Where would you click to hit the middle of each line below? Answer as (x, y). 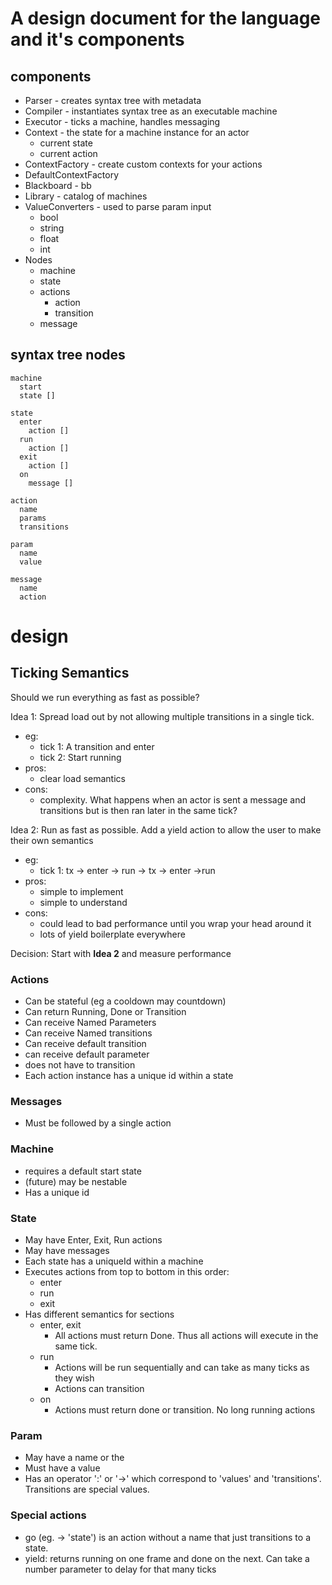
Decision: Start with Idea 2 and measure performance (121, 953)
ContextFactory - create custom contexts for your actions (143, 164)
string (52, 228)
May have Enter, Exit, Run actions (93, 1240)
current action (68, 153)
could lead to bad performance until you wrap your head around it (175, 923)
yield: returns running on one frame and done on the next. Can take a (167, 1558)
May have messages (67, 1250)
